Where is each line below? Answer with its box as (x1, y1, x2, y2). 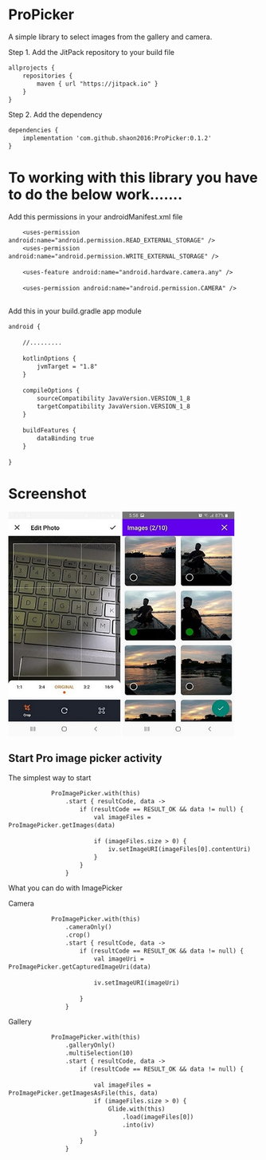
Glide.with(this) (108, 1105, 166, 1113)
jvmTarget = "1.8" (37, 362, 98, 370)
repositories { (22, 72, 73, 80)
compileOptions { (22, 386, 80, 394)
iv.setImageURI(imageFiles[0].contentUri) (108, 845, 251, 853)
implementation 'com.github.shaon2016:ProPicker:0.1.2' (22, 134, 213, 142)
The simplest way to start (8, 772, 92, 783)
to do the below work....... (8, 186, 183, 204)
